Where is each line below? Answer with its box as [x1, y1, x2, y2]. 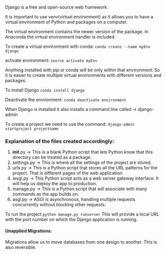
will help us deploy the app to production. [12, 181, 98, 187]
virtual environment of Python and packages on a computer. [5, 19, 128, 25]
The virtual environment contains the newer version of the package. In [5, 29, 149, 34]
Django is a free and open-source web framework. [5, 4, 109, 10]
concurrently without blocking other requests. [12, 202, 106, 207]
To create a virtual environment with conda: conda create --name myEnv [5, 44, 151, 49]
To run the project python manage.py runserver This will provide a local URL [5, 211, 160, 217]
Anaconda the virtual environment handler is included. [5, 34, 116, 40]
